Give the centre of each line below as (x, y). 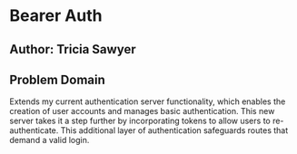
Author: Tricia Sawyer (73, 49)
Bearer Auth (56, 16)
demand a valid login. (49, 140)
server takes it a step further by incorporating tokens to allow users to (140, 121)
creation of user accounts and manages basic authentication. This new (142, 111)
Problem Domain (58, 79)
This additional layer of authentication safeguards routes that (174, 130)
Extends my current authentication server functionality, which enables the (148, 101)
